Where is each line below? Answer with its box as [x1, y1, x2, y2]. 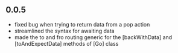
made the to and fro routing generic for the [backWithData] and [14, 33, 173, 41]
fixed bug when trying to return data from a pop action [14, 20, 150, 28]
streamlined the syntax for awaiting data [14, 27, 115, 34]
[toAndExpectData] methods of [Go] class [14, 40, 119, 47]
